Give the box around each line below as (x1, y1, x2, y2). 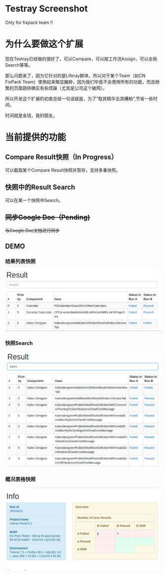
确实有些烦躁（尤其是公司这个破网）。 (31, 85, 108, 91)
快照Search (5, 340, 33, 347)
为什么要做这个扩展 (5, 38, 84, 50)
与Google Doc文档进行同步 (5, 227, 60, 233)
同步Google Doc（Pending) (5, 213, 90, 222)
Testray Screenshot (5, 3, 88, 14)
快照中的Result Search (5, 183, 75, 192)
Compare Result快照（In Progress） (5, 153, 118, 162)
